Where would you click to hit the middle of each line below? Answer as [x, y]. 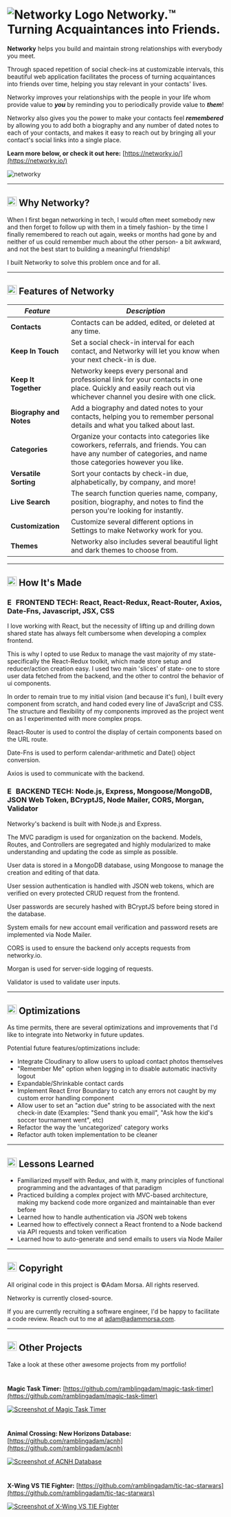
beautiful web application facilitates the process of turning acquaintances [111, 77]
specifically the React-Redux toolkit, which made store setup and [99, 662]
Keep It [22, 379]
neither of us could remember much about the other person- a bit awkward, [114, 241]
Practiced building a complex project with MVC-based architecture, [112, 1195]
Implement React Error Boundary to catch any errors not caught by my [117, 1091]
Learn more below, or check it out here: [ [66, 153]
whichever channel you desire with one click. [144, 397]
